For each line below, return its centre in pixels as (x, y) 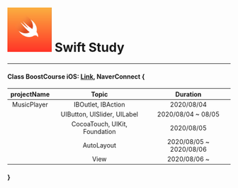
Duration (188, 94)
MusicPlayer (30, 104)
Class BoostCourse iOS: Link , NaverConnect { (76, 76)
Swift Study (90, 48)
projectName (30, 94)
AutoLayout (100, 145)
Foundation (99, 132)
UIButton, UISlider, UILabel (99, 114)
